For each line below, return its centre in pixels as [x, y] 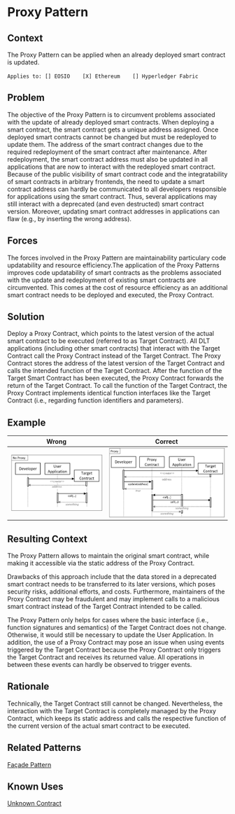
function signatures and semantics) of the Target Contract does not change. [117, 627]
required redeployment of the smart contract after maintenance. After [107, 152]
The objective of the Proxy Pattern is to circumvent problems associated [111, 114]
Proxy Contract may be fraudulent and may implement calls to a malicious [114, 598]
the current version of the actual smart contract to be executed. [99, 726]
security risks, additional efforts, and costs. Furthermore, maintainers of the [116, 591]
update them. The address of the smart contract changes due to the [105, 144]
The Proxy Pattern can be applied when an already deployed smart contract [116, 55]
